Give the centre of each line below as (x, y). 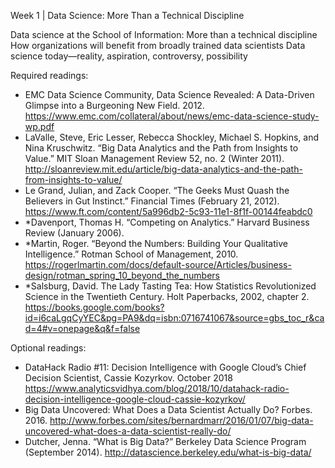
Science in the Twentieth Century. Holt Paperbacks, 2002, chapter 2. (167, 296)
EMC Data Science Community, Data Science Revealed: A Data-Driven (169, 94)
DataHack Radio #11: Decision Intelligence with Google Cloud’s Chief (165, 367)
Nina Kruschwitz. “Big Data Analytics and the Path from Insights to (161, 148)
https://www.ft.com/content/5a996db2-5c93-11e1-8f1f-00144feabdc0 (168, 211)
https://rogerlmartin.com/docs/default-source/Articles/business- (158, 264)
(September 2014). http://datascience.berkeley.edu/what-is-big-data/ (168, 452)
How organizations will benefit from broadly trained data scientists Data (158, 45)
